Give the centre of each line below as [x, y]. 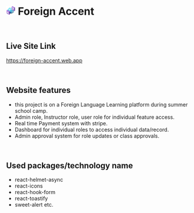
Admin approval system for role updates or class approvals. [87, 136]
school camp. [31, 111]
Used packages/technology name [70, 166]
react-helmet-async [39, 180]
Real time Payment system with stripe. [61, 123]
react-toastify [31, 198]
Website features [38, 90]
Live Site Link [31, 46]
